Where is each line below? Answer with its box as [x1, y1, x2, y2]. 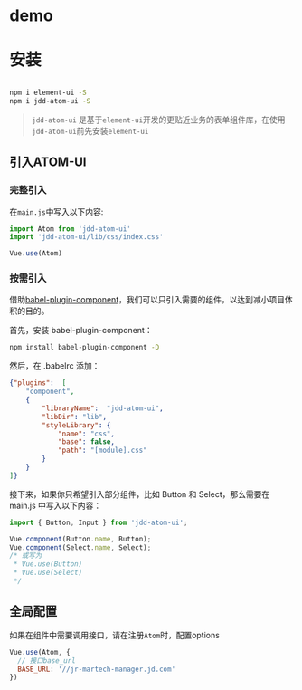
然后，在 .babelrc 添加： [9, 360, 100, 371]
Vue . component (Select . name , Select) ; [9, 542, 152, 552]
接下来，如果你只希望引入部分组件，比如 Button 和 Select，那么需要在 [9, 488, 270, 499]
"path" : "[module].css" [57, 446, 147, 455]
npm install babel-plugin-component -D [9, 343, 160, 352]
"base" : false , [57, 437, 116, 446]
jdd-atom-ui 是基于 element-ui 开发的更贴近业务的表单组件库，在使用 [31, 114, 287, 125]
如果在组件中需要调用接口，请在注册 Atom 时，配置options [9, 629, 220, 640]
